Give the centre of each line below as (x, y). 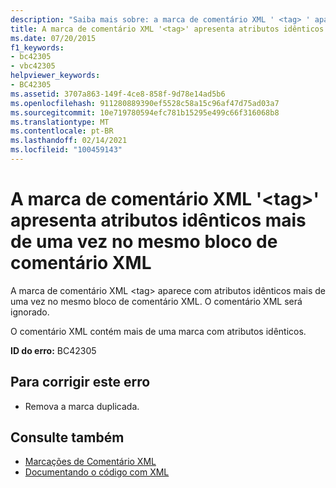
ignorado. (30, 312)
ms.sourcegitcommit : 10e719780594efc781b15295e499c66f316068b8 (145, 112)
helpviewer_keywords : (55, 76)
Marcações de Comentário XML (90, 462)
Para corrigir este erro (80, 382)
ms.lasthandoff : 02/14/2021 (69, 141)
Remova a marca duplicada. (82, 406)
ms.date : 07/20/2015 (53, 38)
